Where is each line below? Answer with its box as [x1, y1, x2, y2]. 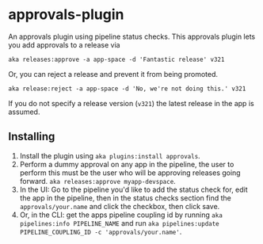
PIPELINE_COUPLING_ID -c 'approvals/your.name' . [19, 227, 182, 236]
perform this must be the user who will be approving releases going [19, 168, 241, 177]
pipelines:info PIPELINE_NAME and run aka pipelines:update [19, 218, 219, 227]
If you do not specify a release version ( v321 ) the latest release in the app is [8, 98, 255, 108]
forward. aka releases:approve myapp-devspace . [19, 176, 176, 185]
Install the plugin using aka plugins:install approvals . [19, 151, 200, 160]
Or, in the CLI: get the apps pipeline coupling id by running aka [19, 210, 223, 219]
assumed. [8, 107, 40, 116]
